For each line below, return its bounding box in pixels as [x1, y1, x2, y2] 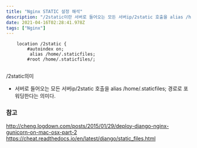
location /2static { [16, 41, 67, 47]
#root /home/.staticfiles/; [27, 56, 96, 62]
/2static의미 [6, 73, 34, 80]
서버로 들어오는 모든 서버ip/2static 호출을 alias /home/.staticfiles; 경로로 [14, 85, 182, 92]
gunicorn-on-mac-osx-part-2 [6, 129, 77, 136]
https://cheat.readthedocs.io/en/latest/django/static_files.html [6, 134, 156, 142]
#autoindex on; [27, 46, 64, 52]
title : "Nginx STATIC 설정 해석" [6, 8, 83, 15]
